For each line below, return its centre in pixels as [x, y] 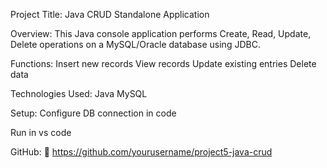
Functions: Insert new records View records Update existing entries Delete [163, 63]
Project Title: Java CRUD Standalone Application [110, 14]
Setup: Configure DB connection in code [93, 113]
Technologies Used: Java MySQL [79, 93]
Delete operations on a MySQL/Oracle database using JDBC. [135, 44]
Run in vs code [41, 132]
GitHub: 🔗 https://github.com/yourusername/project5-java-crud [141, 152]
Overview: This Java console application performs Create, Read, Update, [161, 33]
